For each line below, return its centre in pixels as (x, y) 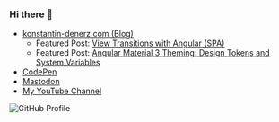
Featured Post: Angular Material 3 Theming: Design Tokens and (153, 53)
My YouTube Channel (62, 91)
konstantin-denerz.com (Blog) (78, 34)
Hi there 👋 (31, 14)
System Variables (68, 63)
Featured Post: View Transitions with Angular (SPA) (130, 43)
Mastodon (41, 82)
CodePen (39, 72)
